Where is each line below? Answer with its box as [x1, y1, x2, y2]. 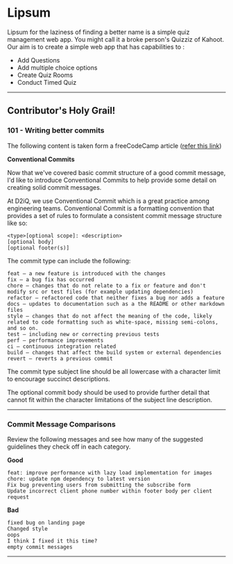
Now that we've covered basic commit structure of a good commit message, [7, 168, 226, 176]
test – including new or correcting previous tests [7, 331, 159, 338]
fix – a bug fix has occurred [7, 276, 95, 283]
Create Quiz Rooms [17, 71, 74, 79]
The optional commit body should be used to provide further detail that [7, 388, 210, 397]
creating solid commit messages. [7, 183, 102, 192]
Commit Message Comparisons [7, 419, 116, 429]
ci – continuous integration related [7, 342, 116, 350]
